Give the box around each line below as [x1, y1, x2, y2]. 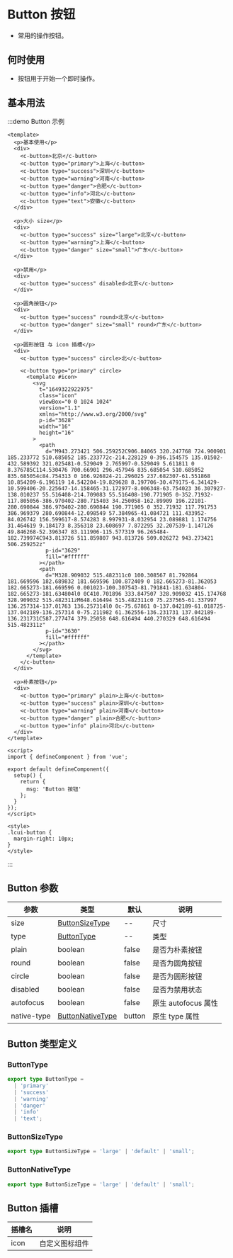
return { [20, 778, 46, 785]
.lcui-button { [7, 829, 52, 836]
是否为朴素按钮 [152, 945, 203, 955]
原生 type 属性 [152, 1011, 200, 1021]
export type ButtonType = [7, 1076, 84, 1083]
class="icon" [38, 392, 78, 399]
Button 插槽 [7, 1202, 59, 1214]
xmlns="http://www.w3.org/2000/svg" [38, 410, 147, 418]
